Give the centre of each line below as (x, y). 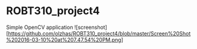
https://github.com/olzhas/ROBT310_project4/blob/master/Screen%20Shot (99, 33)
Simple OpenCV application (40, 27)
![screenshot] (91, 27)
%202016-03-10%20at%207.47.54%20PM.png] (65, 40)
